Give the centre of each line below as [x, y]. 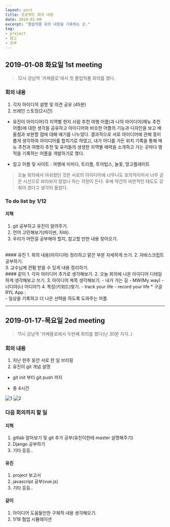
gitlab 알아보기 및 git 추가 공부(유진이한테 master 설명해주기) [73, 438]
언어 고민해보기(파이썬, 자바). [41, 232]
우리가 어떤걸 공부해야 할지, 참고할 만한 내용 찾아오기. [65, 239]
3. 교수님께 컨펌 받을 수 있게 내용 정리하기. [47, 268]
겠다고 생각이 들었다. [48, 187]
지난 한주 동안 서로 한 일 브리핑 [43, 360]
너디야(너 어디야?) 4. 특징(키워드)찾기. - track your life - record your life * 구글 [84, 286]
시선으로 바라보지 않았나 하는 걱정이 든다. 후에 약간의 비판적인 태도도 [91, 181]
